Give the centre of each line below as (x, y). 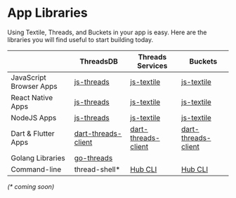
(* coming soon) (31, 186)
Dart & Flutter (33, 133)
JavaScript (29, 77)
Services (152, 66)
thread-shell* (97, 169)
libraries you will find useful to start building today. (80, 39)
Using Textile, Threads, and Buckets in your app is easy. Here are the (107, 32)
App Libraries (47, 13)
